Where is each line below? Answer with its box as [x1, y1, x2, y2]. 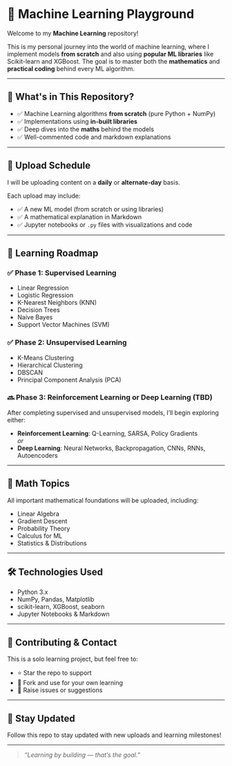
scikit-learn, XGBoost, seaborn [17, 603, 105, 611]
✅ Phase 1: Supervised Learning [7, 268, 117, 277]
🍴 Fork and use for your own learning [17, 679, 123, 687]
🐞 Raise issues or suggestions [17, 686, 103, 694]
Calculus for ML [17, 532, 63, 540]
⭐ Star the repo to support [17, 669, 92, 677]
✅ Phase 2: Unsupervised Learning [7, 338, 127, 348]
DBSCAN [17, 368, 43, 376]
